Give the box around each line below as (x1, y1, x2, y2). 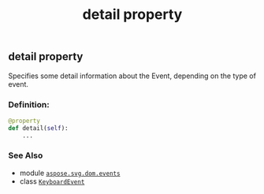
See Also (8, 150, 43, 161)
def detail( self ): (8, 124, 69, 132)
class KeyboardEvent (19, 176, 85, 186)
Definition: (8, 99, 50, 110)
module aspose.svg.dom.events (19, 168, 121, 177)
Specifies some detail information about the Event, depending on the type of (8, 71, 256, 80)
